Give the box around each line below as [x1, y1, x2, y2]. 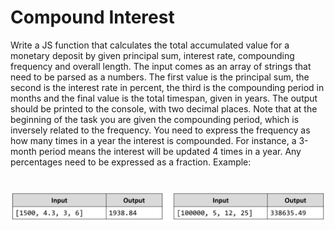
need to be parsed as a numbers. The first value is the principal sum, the [10, 71, 310, 83]
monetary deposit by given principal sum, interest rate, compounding [10, 49, 295, 61]
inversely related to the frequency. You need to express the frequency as [10, 124, 311, 136]
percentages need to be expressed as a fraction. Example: [10, 156, 252, 168]
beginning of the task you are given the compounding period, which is [10, 113, 300, 125]
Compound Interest [10, 6, 175, 29]
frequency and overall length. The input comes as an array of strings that [10, 60, 312, 72]
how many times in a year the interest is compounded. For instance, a [10, 134, 297, 146]
